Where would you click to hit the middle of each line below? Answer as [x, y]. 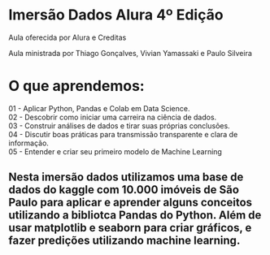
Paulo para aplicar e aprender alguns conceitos [131, 203]
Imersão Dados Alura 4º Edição [116, 15]
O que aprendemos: [76, 86]
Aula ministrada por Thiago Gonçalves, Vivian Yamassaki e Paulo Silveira [130, 53]
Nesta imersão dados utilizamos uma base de [126, 177]
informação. [28, 143]
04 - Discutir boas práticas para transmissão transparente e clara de [123, 134]
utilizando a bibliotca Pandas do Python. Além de [135, 216]
